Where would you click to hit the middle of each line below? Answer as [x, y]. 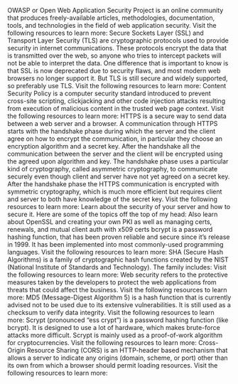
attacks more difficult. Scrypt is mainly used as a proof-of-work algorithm [115, 335]
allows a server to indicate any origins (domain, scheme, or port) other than [118, 358]
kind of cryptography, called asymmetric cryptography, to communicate [113, 169]
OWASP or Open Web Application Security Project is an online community [115, 10]
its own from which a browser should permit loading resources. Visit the [113, 365]
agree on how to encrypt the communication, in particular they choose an [115, 139]
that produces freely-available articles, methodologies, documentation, [111, 18]
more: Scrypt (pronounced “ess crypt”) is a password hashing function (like [118, 320]
